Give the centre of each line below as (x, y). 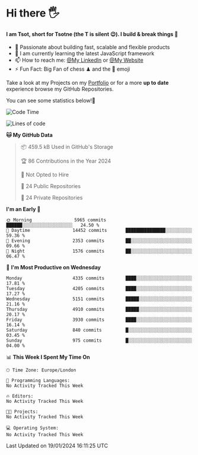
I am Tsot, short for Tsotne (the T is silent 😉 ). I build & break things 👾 (92, 34)
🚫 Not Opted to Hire (45, 175)
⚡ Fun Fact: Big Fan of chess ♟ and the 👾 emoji (72, 69)
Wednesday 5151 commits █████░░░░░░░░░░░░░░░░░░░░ (99, 299)
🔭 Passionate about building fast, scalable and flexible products (92, 47)
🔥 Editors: (20, 396)
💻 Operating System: (33, 428)
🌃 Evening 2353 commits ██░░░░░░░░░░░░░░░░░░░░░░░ (99, 241)
